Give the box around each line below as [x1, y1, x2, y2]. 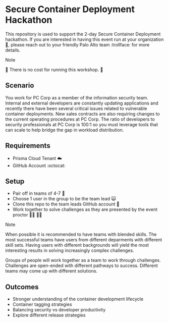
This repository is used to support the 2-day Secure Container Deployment [5, 31, 161, 37]
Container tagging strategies [12, 301, 72, 307]
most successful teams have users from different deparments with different [5, 237, 162, 243]
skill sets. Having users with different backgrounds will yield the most [5, 242, 149, 248]
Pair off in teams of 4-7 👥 [12, 190, 65, 196]
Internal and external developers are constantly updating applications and [5, 100, 159, 106]
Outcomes [5, 283, 39, 291]
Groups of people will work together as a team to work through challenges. [5, 257, 161, 263]
